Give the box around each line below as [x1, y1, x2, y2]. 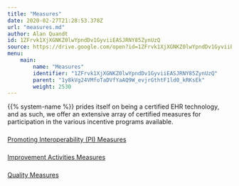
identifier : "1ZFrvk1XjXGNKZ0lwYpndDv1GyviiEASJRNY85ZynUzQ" [33, 70, 218, 77]
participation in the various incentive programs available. [7, 118, 174, 126]
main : [20, 57, 37, 64]
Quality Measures [7, 171, 59, 180]
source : [7, 43, 31, 50]
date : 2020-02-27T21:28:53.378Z [7, 17, 103, 24]
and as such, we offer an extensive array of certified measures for [7, 110, 201, 119]
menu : [7, 50, 23, 58]
